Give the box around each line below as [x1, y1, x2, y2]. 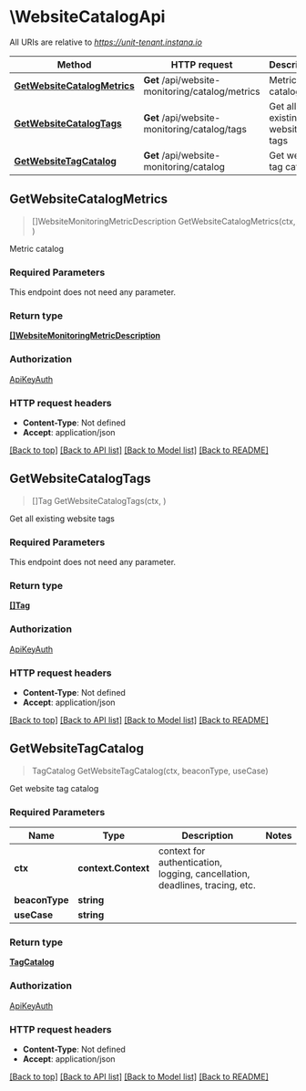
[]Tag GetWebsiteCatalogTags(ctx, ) [31, 495, 167, 506]
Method [56, 58, 92, 70]
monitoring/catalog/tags [143, 122, 248, 135]
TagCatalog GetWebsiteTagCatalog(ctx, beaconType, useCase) [31, 765, 269, 776]
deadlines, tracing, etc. [158, 879, 257, 892]
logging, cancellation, [158, 867, 250, 880]
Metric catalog [9, 243, 64, 254]
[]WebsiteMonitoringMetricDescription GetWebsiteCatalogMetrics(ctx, [31, 215, 296, 226]
